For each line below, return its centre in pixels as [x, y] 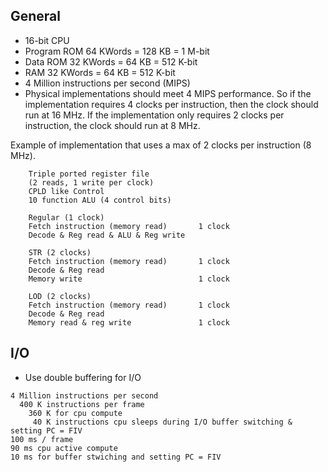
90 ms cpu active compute [64, 448]
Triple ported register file [89, 174]
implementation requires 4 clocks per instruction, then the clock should [171, 104]
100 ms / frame [42, 439]
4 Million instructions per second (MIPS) [107, 83]
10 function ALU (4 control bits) [100, 200]
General [36, 16]
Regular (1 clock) [66, 217]
